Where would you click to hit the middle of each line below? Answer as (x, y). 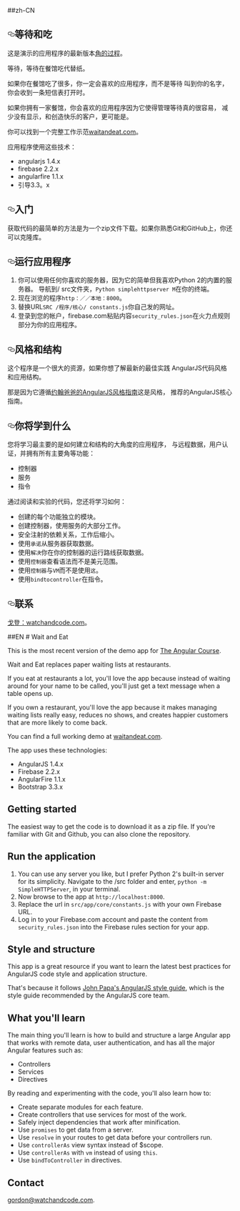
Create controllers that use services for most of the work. (102, 1115)
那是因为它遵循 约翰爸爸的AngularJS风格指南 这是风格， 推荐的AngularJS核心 (120, 392)
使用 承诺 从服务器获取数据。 (57, 544)
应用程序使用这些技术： (42, 146)
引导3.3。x (34, 184)
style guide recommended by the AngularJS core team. (89, 995)
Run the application (52, 857)
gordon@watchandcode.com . (51, 1200)
